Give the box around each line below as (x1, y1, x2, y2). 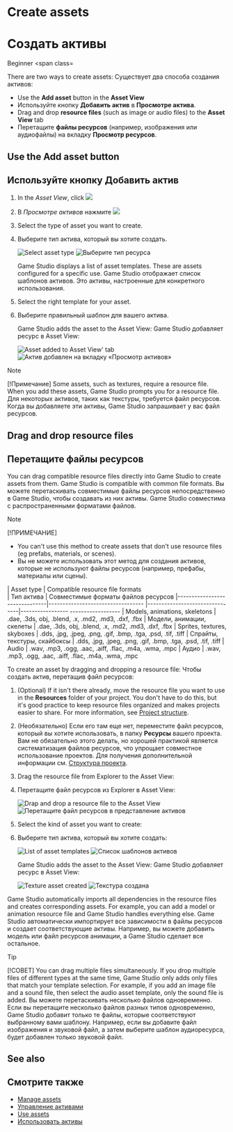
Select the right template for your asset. (17, 297, 131, 306)
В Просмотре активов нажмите (17, 208, 112, 217)
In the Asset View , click (17, 194, 85, 202)
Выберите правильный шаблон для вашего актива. (17, 311, 169, 320)
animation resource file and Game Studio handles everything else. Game (7, 909, 215, 918)
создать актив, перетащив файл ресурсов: (7, 673, 134, 681)
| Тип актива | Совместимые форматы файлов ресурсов (7, 592, 175, 601)
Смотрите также (7, 1076, 84, 1088)
